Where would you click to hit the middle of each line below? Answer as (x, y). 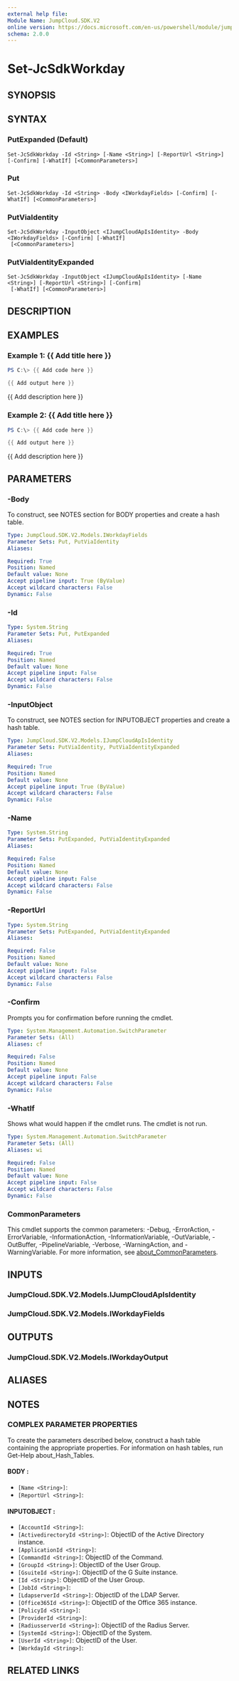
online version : (31, 27)
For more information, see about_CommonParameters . (139, 1252)
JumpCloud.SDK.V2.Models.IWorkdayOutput (88, 1357)
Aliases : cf (25, 1044)
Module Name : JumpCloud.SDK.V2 (54, 21)
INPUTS (25, 1274)
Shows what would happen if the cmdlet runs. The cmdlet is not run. (107, 1124)
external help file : (38, 14)
